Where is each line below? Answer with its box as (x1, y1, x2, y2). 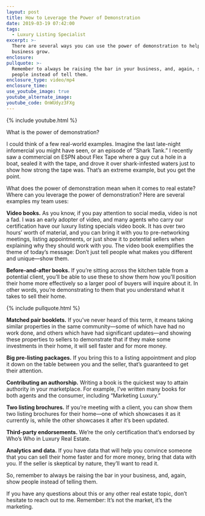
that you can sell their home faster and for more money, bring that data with (6, 453, 196, 460)
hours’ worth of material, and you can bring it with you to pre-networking (6, 228, 190, 236)
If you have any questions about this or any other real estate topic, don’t (6, 490, 187, 497)
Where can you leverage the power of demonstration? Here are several (6, 191, 185, 198)
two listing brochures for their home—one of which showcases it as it (6, 410, 181, 417)
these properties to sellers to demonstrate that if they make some (6, 335, 171, 343)
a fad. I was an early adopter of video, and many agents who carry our (6, 216, 184, 223)
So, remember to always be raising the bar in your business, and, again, (6, 471, 187, 479)
